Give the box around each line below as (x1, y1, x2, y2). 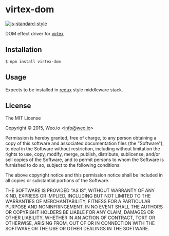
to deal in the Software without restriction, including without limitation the (5, 146, 160, 152)
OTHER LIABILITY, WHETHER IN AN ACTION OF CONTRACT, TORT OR (5, 214, 155, 221)
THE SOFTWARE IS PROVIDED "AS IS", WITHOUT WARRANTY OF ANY (5, 187, 155, 193)
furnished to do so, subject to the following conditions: (5, 162, 121, 168)
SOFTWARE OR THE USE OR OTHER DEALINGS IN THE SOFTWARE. (5, 226, 149, 232)
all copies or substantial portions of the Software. (5, 178, 109, 184)
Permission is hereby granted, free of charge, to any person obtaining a (5, 135, 157, 141)
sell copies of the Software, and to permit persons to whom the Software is (5, 156, 164, 163)
